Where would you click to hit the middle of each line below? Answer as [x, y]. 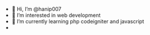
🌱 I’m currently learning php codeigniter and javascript [78, 21]
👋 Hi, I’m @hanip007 [37, 9]
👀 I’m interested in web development [56, 15]
